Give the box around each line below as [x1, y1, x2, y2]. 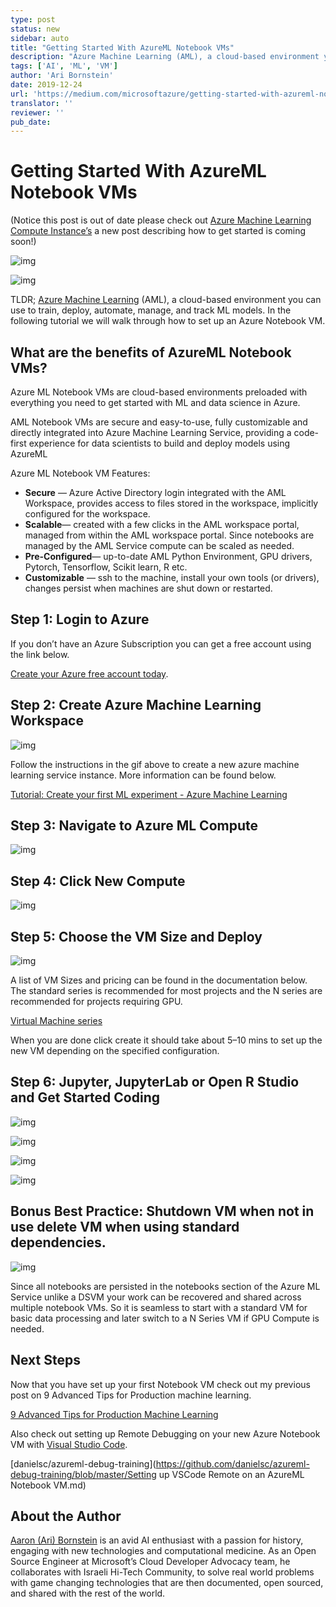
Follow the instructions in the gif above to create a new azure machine [10, 758, 300, 770]
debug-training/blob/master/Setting [10, 1468, 157, 1480]
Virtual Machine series [10, 1015, 103, 1027]
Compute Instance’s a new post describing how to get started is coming [10, 225, 307, 237]
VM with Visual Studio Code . [10, 1438, 128, 1450]
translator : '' [10, 98, 74, 108]
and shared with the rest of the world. [10, 1587, 166, 1600]
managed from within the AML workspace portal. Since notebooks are [24, 529, 315, 541]
